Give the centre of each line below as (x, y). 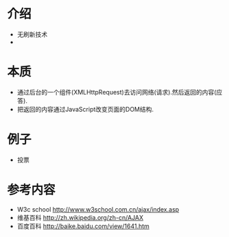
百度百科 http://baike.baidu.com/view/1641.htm (83, 226)
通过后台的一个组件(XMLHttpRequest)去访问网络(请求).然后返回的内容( (117, 92)
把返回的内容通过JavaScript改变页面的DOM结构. (85, 109)
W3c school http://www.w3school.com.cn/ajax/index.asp (98, 209)
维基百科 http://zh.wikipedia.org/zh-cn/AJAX (80, 217)
